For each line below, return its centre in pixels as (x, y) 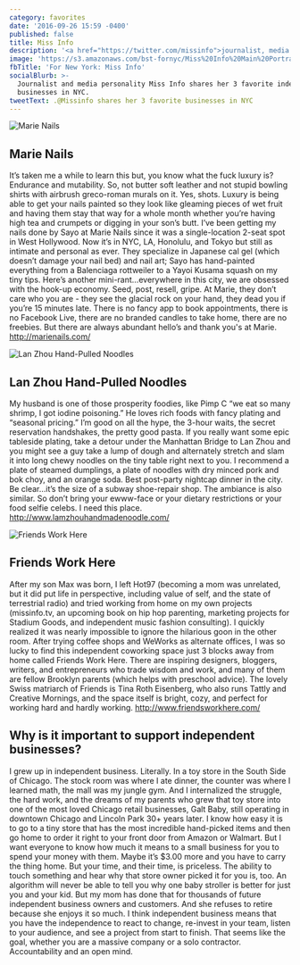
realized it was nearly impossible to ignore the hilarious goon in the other (143, 631)
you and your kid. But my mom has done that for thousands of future (135, 894)
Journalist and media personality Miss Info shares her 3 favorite (146, 84)
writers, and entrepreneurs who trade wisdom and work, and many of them (147, 670)
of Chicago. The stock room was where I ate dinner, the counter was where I (150, 780)
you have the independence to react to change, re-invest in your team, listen (150, 923)
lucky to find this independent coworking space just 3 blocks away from (142, 650)
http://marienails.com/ (50, 337)
